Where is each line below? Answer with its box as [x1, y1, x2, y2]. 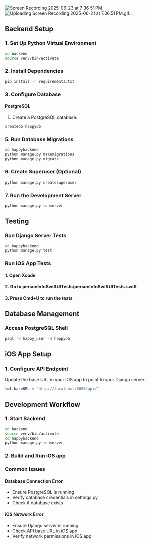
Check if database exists [12, 500, 63, 506]
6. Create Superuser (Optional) [5, 168, 81, 175]
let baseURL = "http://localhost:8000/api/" [5, 386, 99, 391]
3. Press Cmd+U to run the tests [5, 295, 73, 301]
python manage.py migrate [5, 156, 59, 161]
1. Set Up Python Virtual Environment [5, 40, 97, 47]
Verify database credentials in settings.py [12, 494, 98, 501]
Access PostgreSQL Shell [5, 325, 68, 332]
